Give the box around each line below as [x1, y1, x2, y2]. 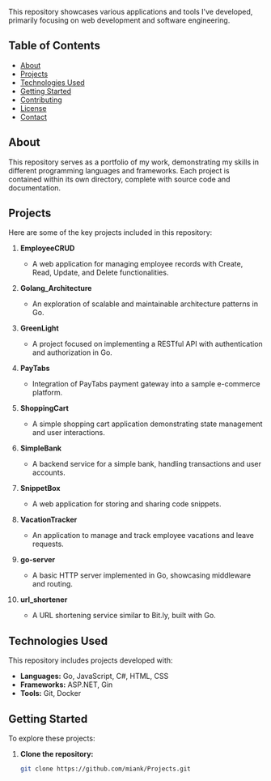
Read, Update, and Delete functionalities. [32, 267, 169, 278]
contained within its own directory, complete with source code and [8, 174, 231, 184]
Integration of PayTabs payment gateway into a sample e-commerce [32, 379, 260, 389]
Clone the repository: [19, 749, 94, 759]
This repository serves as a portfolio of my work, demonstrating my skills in [8, 157, 259, 167]
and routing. [32, 579, 73, 589]
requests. [32, 539, 65, 549]
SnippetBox [19, 484, 61, 493]
